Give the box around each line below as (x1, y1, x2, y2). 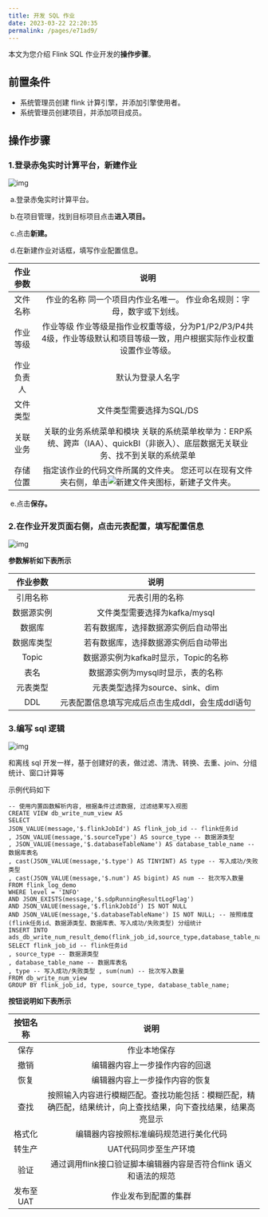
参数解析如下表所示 (8, 556, 72, 566)
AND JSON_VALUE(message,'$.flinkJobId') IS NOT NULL (8, 902, 187, 911)
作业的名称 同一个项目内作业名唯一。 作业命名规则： (45, 293, 242, 304)
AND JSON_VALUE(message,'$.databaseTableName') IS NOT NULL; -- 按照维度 (8, 911, 254, 919)
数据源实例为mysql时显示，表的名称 (89, 667, 223, 678)
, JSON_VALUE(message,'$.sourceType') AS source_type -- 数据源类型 (8, 833, 235, 841)
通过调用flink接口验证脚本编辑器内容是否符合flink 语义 (50, 1159, 253, 1170)
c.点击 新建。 (10, 229, 52, 238)
